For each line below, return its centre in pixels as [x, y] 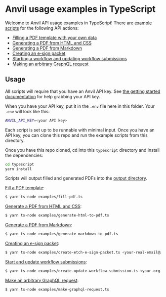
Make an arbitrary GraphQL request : [42, 280]
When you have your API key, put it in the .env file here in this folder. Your [80, 106]
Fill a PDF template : [25, 188]
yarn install [19, 169]
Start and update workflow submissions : [46, 262]
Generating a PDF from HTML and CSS [52, 42]
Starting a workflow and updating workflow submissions [69, 58]
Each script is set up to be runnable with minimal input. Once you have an [80, 130]
